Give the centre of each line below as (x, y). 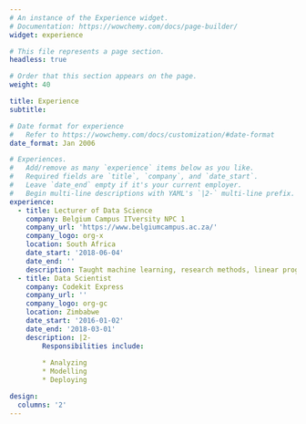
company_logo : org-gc (66, 304)
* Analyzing (65, 363)
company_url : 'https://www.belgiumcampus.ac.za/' (122, 228)
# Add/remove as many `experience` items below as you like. (132, 168)
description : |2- (59, 337)
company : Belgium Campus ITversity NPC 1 (105, 219)
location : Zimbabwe (63, 312)
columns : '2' (42, 405)
